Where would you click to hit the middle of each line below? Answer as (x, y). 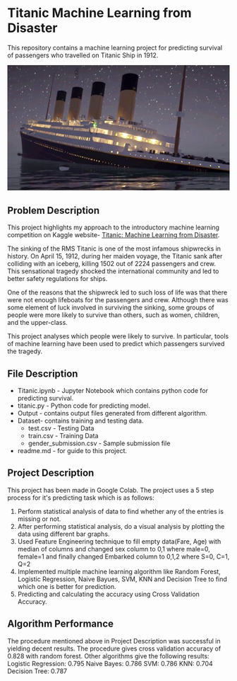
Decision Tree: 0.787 (37, 671)
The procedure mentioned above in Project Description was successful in (114, 641)
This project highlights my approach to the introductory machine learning (114, 227)
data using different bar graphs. (63, 534)
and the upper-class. (38, 323)
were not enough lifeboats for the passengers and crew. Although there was (118, 300)
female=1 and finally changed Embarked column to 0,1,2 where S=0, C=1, (123, 556)
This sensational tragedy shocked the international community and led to (113, 271)
